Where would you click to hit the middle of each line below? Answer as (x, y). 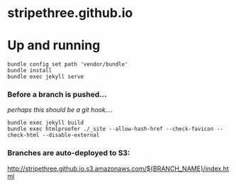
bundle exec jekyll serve (45, 77)
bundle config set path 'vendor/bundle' (68, 64)
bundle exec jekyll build (45, 123)
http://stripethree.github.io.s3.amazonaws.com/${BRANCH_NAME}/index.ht (118, 169)
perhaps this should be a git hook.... (60, 110)
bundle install (30, 71)
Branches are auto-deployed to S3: (69, 153)
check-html (23, 135)
